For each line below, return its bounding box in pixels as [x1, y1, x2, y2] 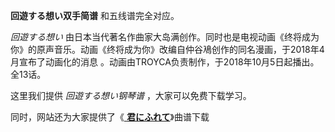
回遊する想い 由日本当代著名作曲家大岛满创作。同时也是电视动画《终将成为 [10, 31, 320, 43]
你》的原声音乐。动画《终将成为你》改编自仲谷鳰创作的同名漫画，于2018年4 [10, 44, 325, 55]
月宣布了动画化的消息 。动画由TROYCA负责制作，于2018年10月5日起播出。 [10, 56, 320, 68]
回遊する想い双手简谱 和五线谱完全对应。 [10, 10, 180, 21]
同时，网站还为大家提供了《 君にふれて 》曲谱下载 [10, 111, 210, 123]
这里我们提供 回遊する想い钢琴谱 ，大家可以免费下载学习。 [10, 90, 252, 101]
